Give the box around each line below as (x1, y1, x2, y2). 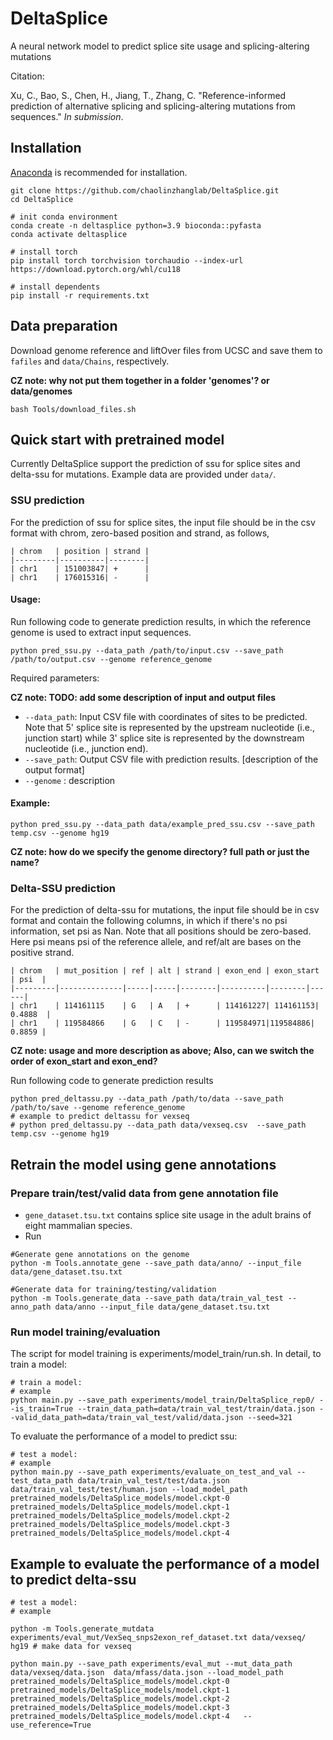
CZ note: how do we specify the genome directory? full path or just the (10, 846, 310, 858)
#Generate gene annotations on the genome (10, 1250, 190, 1260)
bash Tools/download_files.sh (10, 404, 137, 414)
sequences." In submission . (10, 110, 124, 122)
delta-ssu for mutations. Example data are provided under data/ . (10, 468, 277, 481)
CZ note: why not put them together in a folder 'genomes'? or (10, 374, 270, 386)
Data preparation (10, 318, 118, 335)
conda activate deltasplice (10, 229, 128, 239)
